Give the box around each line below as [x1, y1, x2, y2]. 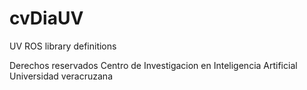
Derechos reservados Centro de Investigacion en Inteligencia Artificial [9, 59, 298, 71]
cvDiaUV [9, 7, 84, 30]
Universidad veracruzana [9, 70, 113, 82]
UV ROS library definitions [9, 40, 117, 52]
